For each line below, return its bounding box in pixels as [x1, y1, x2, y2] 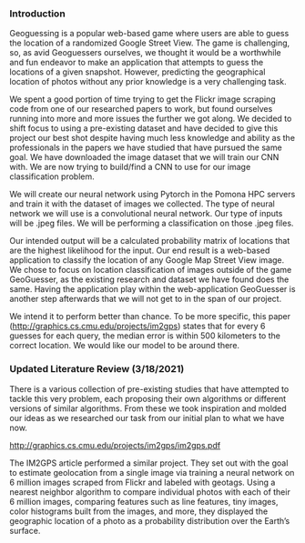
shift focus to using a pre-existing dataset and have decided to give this [9, 123, 279, 134]
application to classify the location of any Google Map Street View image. [9, 255, 285, 266]
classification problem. [9, 171, 95, 182]
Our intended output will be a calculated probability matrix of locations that [9, 236, 290, 246]
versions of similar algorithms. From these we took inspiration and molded [9, 403, 287, 414]
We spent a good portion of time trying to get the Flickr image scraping [9, 94, 276, 105]
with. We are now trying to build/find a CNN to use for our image [9, 162, 251, 173]
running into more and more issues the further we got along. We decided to [9, 113, 292, 125]
